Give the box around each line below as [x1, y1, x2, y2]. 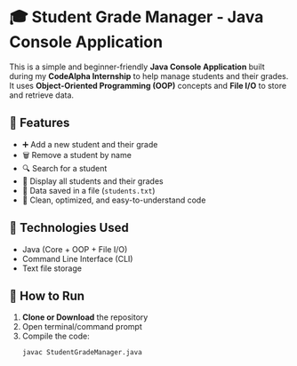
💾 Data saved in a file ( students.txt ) [21, 185, 156, 195]
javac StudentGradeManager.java [21, 348, 142, 357]
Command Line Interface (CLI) [21, 253, 133, 264]
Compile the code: [21, 330, 91, 342]
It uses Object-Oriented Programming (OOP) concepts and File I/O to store [9, 80, 287, 91]
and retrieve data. [9, 90, 74, 100]
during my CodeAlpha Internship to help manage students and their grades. [9, 70, 289, 81]
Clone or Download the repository [21, 312, 148, 322]
